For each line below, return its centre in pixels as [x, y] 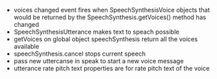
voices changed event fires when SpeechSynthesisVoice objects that [112, 10]
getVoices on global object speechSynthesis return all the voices [106, 39]
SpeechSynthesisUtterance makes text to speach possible [96, 32]
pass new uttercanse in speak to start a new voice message [99, 61]
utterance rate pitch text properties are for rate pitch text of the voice [112, 68]
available [26, 46]
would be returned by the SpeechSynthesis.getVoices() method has [110, 17]
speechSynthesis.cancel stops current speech [80, 54]
